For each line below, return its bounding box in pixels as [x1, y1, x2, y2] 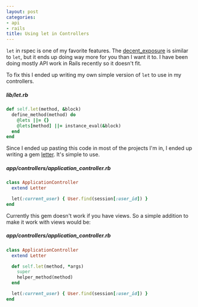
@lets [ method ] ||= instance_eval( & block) [17, 123, 121, 129]
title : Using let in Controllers [6, 31, 89, 37]
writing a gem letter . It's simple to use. [6, 151, 100, 158]
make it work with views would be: [6, 218, 91, 225]
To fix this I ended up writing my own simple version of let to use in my [6, 71, 182, 79]
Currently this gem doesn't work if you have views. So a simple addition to [6, 212, 189, 219]
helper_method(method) [17, 274, 73, 280]
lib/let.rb [6, 91, 29, 98]
